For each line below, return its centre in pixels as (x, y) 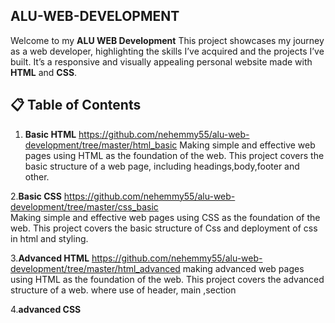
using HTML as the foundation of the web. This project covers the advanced (167, 279)
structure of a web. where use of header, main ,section (123, 290)
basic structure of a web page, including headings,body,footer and (162, 166)
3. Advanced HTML (50, 258)
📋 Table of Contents (76, 105)
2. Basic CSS (36, 196)
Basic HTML (50, 134)
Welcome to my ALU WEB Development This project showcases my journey (167, 40)
